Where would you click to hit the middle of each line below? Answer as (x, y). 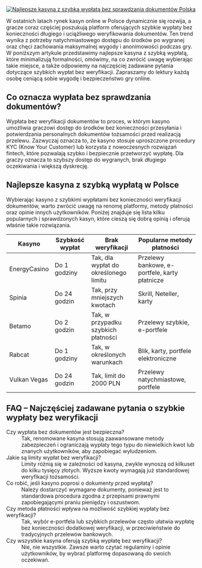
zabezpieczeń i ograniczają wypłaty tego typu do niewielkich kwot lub (108, 445)
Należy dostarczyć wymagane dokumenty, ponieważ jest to (95, 490)
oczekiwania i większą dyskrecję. (47, 166)
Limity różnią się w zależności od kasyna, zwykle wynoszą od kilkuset (108, 464)
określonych (109, 354)
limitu (99, 280)
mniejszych (107, 297)
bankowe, (152, 265)
